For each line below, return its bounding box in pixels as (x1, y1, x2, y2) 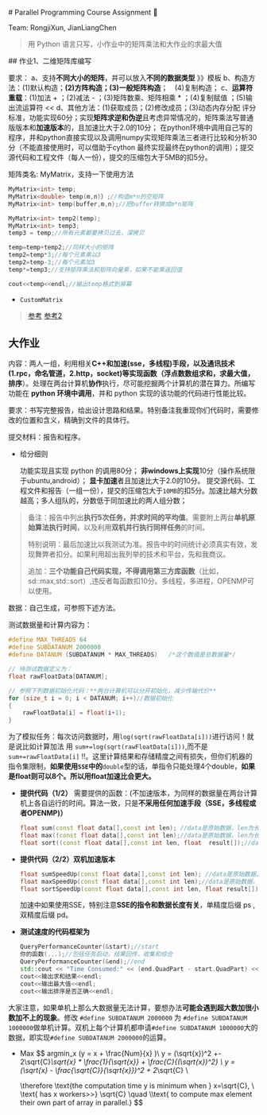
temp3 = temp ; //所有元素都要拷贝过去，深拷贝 (8, 229, 145, 238)
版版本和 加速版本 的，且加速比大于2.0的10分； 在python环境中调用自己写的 (8, 123, 253, 132)
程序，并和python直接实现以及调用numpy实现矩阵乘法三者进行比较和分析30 (8, 133, 257, 142)
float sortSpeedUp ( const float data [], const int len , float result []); (19, 885, 262, 893)
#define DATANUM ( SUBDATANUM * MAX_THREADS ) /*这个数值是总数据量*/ (8, 651, 236, 659)
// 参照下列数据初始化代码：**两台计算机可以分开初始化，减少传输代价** (8, 687, 217, 695)
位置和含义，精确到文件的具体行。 (21, 416, 133, 425)
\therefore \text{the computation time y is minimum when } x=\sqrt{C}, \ (19, 1081, 254, 1090)
